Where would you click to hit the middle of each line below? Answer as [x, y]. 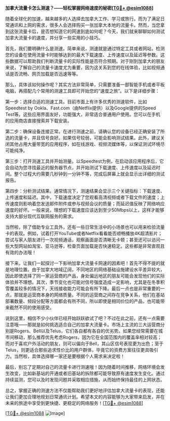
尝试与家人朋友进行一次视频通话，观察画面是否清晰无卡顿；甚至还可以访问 [83, 240]
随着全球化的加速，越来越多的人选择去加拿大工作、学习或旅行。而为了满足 [83, 19]
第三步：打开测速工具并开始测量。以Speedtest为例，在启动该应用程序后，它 [85, 161]
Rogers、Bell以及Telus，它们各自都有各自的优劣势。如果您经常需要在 [86, 331]
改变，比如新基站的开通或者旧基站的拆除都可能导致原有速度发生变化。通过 [87, 373]
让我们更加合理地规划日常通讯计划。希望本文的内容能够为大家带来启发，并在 [85, 397]
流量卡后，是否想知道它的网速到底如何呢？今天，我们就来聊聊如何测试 [92, 31]
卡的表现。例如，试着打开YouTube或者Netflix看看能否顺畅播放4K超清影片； [84, 233]
